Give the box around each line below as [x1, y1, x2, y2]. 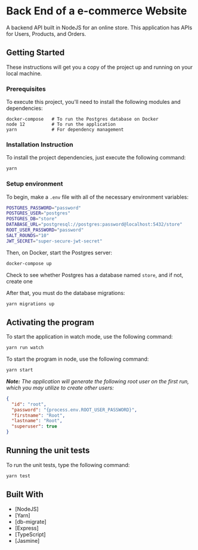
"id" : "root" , [11, 401, 47, 407]
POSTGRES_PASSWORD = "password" [6, 205, 82, 211]
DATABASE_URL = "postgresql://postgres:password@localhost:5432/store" [6, 222, 183, 228]
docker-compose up [6, 260, 52, 266]
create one [6, 278, 33, 285]
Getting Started [6, 48, 65, 58]
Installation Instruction [6, 140, 73, 149]
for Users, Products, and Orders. [6, 30, 86, 37]
